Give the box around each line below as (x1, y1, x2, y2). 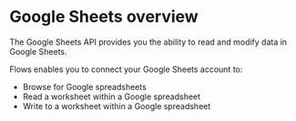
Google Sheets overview (9, 6, 199, 27)
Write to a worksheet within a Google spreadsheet (22, 100, 211, 111)
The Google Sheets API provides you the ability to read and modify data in (9, 36, 288, 47)
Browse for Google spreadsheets (22, 81, 148, 92)
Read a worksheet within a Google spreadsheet (22, 91, 201, 102)
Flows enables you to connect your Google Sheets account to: (9, 64, 243, 75)
